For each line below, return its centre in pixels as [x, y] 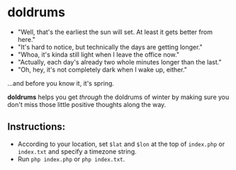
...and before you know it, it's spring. [61, 83]
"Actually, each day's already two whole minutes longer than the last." [119, 62]
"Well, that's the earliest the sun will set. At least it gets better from [115, 32]
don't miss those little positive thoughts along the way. [87, 104]
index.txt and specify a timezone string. [77, 151]
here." [26, 39]
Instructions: [36, 127]
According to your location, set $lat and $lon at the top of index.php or [121, 144]
